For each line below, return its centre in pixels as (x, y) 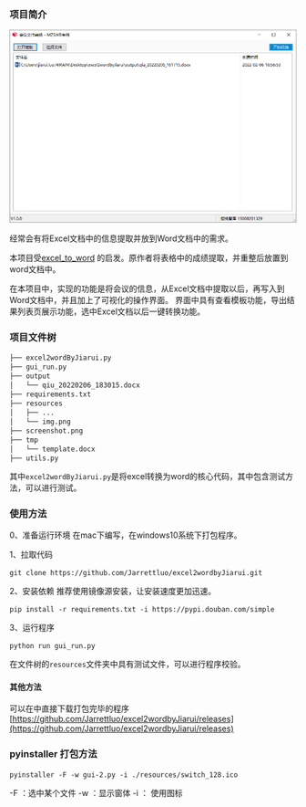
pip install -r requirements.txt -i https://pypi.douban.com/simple (142, 610)
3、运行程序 (32, 628)
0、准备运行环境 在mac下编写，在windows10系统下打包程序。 (126, 535)
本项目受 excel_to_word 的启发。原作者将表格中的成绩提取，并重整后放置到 (149, 257)
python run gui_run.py (52, 646)
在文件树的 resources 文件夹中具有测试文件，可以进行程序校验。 (127, 665)
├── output (30, 376)
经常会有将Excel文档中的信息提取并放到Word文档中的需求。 (122, 238)
